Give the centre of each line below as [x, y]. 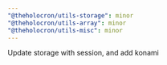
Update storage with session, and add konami [83, 53]
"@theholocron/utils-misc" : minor [65, 30]
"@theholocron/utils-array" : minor [67, 23]
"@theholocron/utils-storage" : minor [71, 15]
